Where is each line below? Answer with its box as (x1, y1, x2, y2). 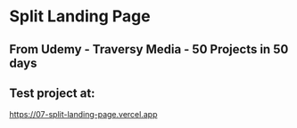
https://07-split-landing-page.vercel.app (9, 109, 158, 120)
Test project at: (9, 85, 95, 100)
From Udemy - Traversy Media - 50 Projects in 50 (9, 42, 289, 57)
